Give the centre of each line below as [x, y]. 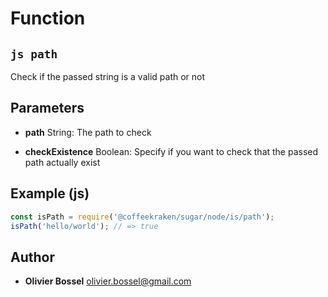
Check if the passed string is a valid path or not [108, 76]
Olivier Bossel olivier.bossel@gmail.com [108, 281]
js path [34, 54]
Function [48, 18]
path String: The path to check [88, 132]
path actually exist [62, 162]
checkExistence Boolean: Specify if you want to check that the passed [171, 151]
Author [32, 257]
